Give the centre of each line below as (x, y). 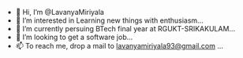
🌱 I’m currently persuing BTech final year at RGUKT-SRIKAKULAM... (125, 29)
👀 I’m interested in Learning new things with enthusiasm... (109, 20)
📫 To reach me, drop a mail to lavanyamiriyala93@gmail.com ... (119, 46)
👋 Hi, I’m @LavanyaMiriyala (60, 12)
